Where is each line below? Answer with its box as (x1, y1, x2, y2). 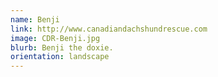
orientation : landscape (10, 52, 110, 62)
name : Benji (10, 14, 60, 25)
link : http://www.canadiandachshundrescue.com (10, 24, 208, 34)
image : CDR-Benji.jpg (10, 33, 101, 43)
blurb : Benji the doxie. (10, 42, 114, 53)
